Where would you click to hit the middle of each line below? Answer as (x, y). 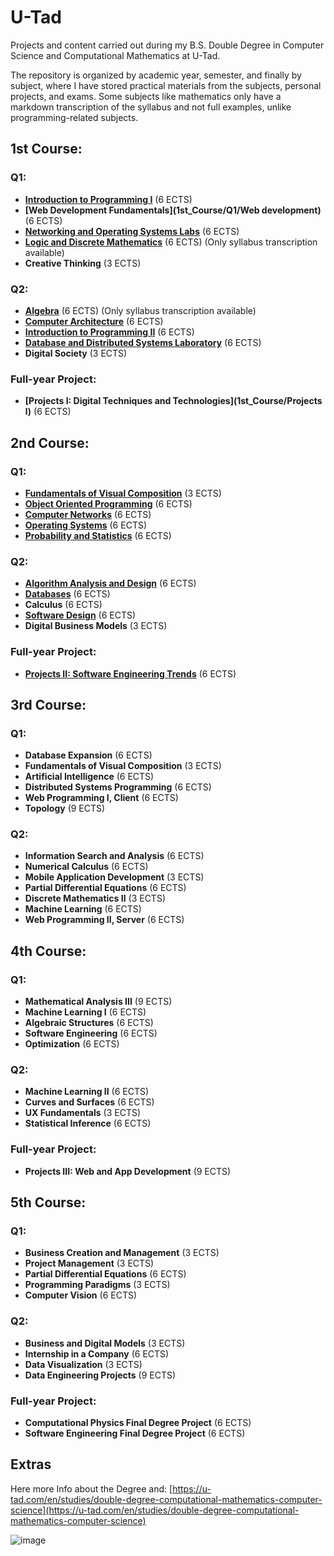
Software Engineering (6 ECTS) (91, 1033)
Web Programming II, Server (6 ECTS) (104, 920)
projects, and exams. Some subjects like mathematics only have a (146, 96)
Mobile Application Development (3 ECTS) (114, 877)
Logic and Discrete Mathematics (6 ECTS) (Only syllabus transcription (171, 242)
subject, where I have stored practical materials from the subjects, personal (166, 85)
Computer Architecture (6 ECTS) (94, 321)
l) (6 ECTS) (48, 412)
